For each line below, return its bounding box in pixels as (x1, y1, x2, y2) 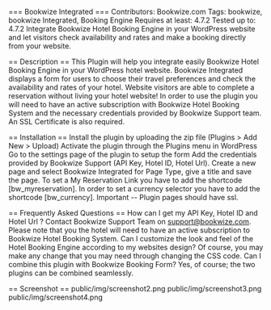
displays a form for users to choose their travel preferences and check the (8, 74, 256, 83)
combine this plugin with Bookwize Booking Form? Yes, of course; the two (8, 260, 256, 269)
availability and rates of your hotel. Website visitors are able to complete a (8, 82, 255, 92)
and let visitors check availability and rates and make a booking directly (8, 32, 247, 42)
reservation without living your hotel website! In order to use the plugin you (8, 91, 259, 100)
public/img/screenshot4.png (8, 292, 104, 302)
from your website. (8, 41, 71, 51)
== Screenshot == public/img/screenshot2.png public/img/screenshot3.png (8, 284, 262, 293)
